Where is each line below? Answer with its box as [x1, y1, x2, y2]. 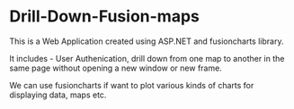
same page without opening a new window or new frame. [9, 63, 222, 73]
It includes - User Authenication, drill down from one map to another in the [9, 53, 285, 63]
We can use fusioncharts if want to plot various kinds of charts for [9, 80, 254, 90]
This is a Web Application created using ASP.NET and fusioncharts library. [9, 36, 284, 46]
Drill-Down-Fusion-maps [9, 6, 200, 27]
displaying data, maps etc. [9, 89, 107, 100]
